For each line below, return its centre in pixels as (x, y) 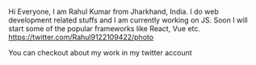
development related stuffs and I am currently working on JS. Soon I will (128, 20)
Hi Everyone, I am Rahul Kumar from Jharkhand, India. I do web (114, 12)
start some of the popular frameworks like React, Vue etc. (104, 28)
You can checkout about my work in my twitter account (100, 53)
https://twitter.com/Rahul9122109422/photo (81, 37)
